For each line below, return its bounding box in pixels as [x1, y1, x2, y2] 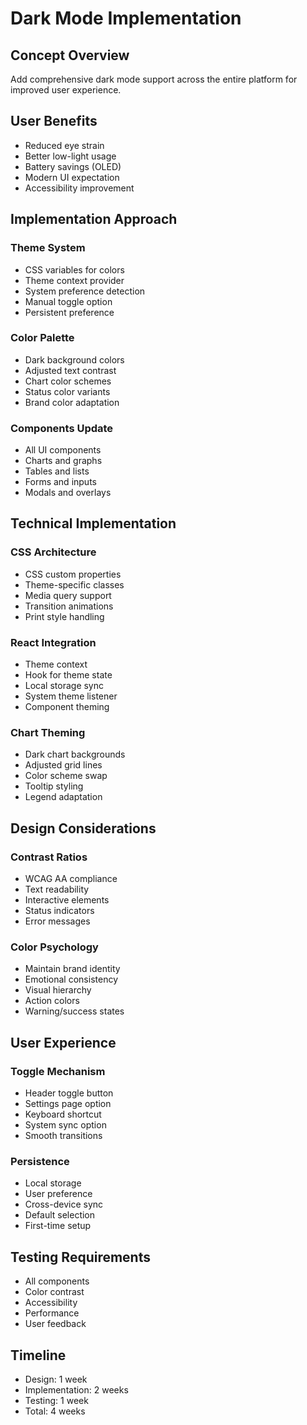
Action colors [24, 995, 80, 1007]
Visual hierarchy [24, 984, 92, 996]
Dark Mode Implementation [10, 7, 242, 30]
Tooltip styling [24, 780, 84, 792]
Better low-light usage [24, 150, 117, 162]
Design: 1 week [24, 1373, 88, 1385]
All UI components [24, 444, 102, 456]
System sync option [24, 1119, 107, 1131]
